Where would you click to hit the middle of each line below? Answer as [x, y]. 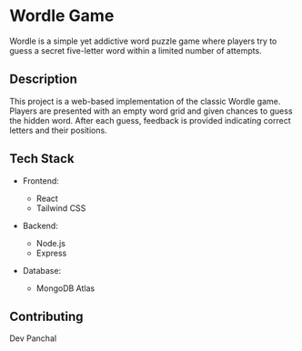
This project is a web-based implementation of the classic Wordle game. [145, 101]
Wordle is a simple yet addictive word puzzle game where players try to [143, 41]
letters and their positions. [58, 130]
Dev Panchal [33, 338]
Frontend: [40, 181]
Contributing [46, 316]
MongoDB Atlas [65, 288]
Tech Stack [42, 159]
